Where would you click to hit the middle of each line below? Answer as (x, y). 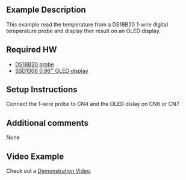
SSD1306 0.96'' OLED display (51, 70)
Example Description (46, 10)
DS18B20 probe (34, 64)
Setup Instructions (42, 90)
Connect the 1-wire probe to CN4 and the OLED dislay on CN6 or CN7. (93, 104)
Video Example (35, 156)
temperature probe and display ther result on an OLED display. (84, 31)
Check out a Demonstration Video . (49, 171)
